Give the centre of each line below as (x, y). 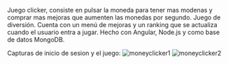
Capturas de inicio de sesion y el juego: (64, 53)
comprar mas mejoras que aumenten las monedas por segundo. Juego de (114, 17)
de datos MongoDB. (36, 40)
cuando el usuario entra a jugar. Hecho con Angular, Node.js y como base (114, 32)
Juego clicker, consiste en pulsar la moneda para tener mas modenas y (110, 10)
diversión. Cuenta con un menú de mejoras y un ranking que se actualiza (113, 25)
